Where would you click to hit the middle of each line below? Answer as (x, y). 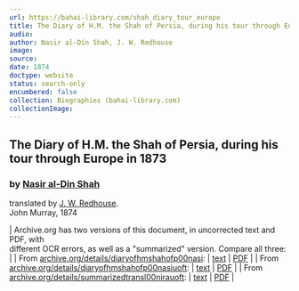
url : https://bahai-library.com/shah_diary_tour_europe (115, 17)
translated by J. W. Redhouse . (64, 203)
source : (24, 59)
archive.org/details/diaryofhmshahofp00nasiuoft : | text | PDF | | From (136, 267)
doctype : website (41, 76)
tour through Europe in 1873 (88, 158)
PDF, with (27, 239)
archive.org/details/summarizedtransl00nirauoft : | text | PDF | (122, 277)
